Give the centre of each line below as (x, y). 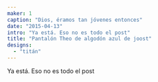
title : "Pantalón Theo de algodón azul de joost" (80, 39)
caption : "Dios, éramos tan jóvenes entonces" (75, 20)
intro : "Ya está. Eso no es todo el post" (69, 32)
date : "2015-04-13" (35, 26)
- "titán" (27, 52)
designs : (20, 45)
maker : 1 (20, 13)
